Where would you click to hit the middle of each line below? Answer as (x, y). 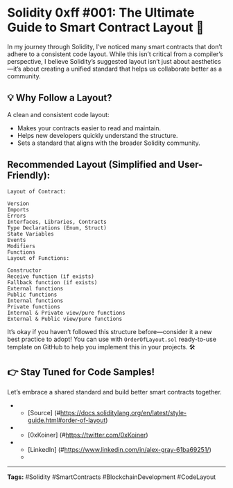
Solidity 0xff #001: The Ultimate (101, 13)
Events (17, 240)
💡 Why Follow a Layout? (60, 98)
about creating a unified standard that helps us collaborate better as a (122, 69)
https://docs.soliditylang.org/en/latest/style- (123, 413)
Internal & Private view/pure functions (67, 313)
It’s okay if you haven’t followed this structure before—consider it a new (110, 331)
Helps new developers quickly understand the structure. (97, 135)
